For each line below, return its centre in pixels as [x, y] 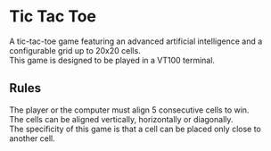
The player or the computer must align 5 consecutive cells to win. [129, 110]
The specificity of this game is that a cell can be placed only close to [135, 129]
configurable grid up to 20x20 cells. [75, 50]
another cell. [32, 138]
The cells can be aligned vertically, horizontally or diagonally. [121, 119]
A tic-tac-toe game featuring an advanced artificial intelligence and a [136, 41]
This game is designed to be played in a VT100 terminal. [112, 60]
